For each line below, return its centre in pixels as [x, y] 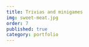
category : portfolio [33, 35]
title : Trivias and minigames [45, 12]
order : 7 [17, 23]
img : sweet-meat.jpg [33, 18]
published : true [27, 29]
